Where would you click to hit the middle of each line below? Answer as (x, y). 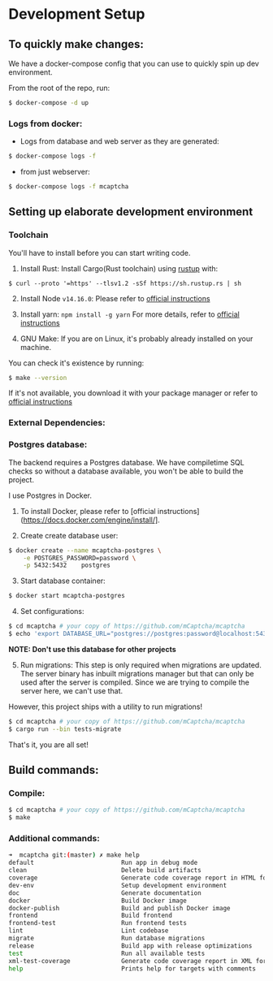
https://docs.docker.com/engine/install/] (91, 520)
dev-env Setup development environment (118, 885)
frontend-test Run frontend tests (97, 923)
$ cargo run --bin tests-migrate (65, 729)
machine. (36, 347)
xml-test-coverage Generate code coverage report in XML (130, 961)
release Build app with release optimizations (130, 946)
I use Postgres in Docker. (50, 495)
